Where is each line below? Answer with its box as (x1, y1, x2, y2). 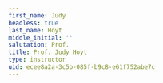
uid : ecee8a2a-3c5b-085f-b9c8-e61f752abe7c (8, 63, 156, 71)
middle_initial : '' (8, 33, 74, 42)
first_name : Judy (8, 11, 66, 20)
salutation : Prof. (8, 41, 70, 49)
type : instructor (8, 56, 66, 64)
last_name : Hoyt (8, 26, 62, 34)
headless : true (8, 19, 59, 27)
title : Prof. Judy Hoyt (8, 48, 88, 56)
